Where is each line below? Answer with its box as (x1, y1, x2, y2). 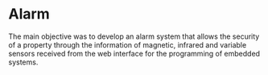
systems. (8, 57, 39, 67)
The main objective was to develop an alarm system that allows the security (8, 31, 260, 41)
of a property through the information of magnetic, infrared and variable (8, 40, 247, 49)
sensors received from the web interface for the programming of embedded (8, 48, 260, 58)
